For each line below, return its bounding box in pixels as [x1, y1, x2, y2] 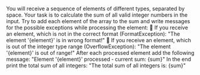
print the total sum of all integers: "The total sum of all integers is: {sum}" [6, 62, 186, 69]
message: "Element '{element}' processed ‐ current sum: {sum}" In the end [6, 56, 192, 62]
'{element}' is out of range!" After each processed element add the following [6, 49, 195, 56]
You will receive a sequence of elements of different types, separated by [6, 5, 185, 12]
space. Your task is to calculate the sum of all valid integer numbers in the [6, 11, 188, 18]
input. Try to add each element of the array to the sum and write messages [6, 18, 190, 24]
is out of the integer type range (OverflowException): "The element [6, 43, 171, 50]
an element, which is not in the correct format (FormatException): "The [6, 30, 180, 37]
